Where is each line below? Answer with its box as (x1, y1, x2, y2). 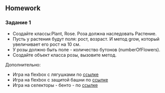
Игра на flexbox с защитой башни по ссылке (12, 76, 108, 82)
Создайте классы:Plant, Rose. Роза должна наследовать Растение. (12, 30, 157, 37)
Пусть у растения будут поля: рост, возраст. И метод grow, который (12, 36, 160, 42)
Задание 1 (5, 19, 31, 26)
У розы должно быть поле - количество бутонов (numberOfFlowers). (12, 46, 160, 52)
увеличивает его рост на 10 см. (12, 41, 81, 47)
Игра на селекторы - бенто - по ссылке (12, 82, 98, 88)
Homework (5, 4, 41, 13)
